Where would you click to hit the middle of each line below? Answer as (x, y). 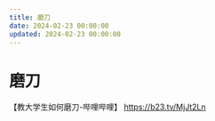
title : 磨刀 (30, 17)
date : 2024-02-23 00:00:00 (59, 26)
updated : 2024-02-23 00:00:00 (65, 34)
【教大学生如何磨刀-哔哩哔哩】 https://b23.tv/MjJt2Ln (107, 107)
